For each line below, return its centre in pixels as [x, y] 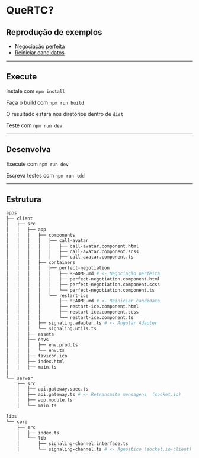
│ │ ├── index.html [36, 362]
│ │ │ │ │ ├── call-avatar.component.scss [73, 251]
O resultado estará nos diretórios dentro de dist [65, 114]
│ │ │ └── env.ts [36, 351]
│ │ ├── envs [28, 340]
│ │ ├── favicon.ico [37, 356]
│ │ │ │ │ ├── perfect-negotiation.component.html [83, 279]
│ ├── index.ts [38, 433]
